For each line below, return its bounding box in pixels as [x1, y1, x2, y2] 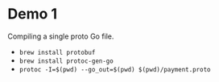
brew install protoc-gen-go [19, 57, 114, 65]
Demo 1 [7, 5, 58, 23]
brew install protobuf [19, 48, 96, 56]
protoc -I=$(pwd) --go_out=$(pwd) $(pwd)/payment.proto [19, 65, 211, 73]
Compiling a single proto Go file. [7, 31, 114, 41]
